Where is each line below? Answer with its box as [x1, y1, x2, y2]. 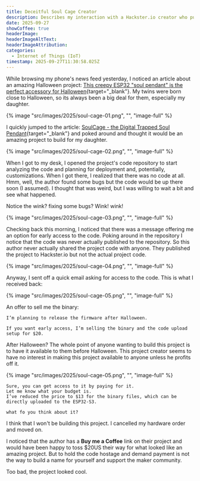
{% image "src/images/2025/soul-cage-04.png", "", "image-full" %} [6, 262, 174, 269]
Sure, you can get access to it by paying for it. [6, 383, 135, 389]
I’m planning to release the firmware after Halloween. [6, 315, 148, 321]
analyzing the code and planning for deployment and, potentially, [6, 165, 165, 173]
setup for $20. [6, 330, 44, 337]
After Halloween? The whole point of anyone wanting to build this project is [6, 341, 190, 348]
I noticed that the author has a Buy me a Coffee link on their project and [6, 437, 183, 445]
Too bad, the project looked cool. [6, 468, 87, 475]
